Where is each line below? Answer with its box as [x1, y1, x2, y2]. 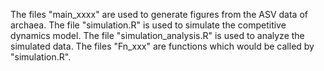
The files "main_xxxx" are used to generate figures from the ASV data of [10, 9, 308, 20]
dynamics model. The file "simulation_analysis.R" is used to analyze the [10, 30, 305, 41]
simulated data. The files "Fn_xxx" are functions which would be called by [10, 40, 315, 52]
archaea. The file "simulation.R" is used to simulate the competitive [10, 19, 287, 31]
